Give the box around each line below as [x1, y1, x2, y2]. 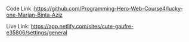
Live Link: [6, 23, 30, 30]
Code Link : [6, 5, 35, 12]
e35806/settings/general [6, 29, 67, 36]
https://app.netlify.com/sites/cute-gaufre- [30, 23, 134, 30]
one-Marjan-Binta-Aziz [6, 11, 63, 18]
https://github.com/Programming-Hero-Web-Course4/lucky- [33, 5, 183, 12]
